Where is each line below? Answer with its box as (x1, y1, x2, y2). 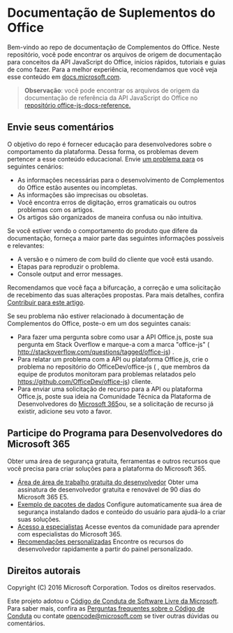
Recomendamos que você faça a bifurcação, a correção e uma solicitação (7, 283, 221, 292)
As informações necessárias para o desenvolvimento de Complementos (17, 176, 225, 184)
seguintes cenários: (7, 162, 64, 171)
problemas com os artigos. (17, 205, 95, 214)
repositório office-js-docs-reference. (24, 101, 131, 109)
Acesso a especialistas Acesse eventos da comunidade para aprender (17, 522, 220, 531)
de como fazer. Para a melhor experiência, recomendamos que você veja (7, 65, 218, 73)
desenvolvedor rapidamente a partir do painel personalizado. (17, 544, 193, 553)
